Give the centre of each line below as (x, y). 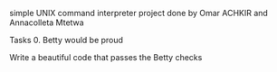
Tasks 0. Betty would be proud (67, 40)
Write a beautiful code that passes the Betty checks (106, 57)
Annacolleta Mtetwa (47, 22)
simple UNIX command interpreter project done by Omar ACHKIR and (139, 13)
